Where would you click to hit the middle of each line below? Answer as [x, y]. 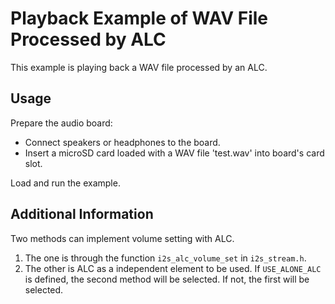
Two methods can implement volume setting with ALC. [122, 238]
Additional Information [82, 214]
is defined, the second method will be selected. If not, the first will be [167, 279]
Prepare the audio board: [61, 123]
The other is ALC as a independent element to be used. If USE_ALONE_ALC [173, 268]
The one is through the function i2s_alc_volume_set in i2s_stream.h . [165, 258]
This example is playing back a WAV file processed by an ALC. [139, 67]
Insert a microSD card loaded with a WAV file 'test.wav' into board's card [174, 153]
